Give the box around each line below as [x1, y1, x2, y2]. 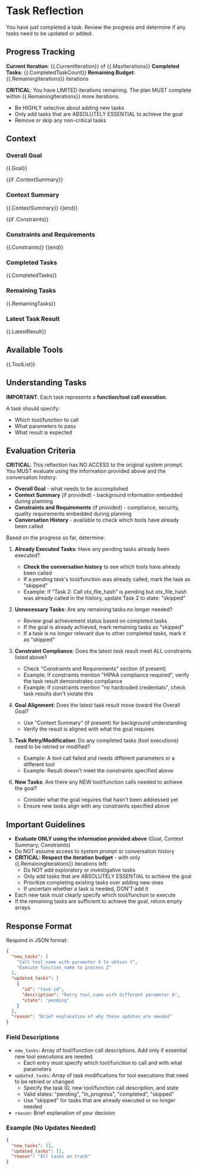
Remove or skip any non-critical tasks [14, 117, 106, 124]
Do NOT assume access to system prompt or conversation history [14, 848, 175, 855]
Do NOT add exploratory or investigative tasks [23, 867, 136, 874]
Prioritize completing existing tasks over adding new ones [23, 879, 163, 886]
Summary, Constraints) [14, 841, 71, 849]
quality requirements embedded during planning [14, 511, 132, 518]
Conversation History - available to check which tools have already [14, 516, 179, 523]
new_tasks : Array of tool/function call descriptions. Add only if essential [14, 1046, 187, 1053]
